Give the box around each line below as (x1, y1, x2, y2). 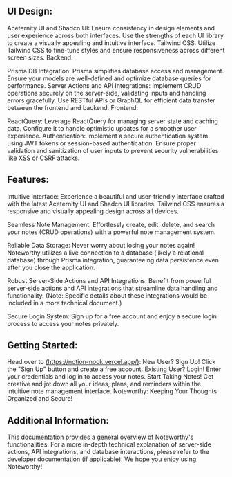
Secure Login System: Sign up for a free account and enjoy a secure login (7, 312, 217, 321)
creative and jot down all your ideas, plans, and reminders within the (7, 380, 202, 388)
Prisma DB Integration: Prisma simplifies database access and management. (7, 66, 224, 75)
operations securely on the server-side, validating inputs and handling (7, 89, 206, 97)
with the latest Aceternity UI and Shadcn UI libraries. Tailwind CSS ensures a (7, 199, 225, 208)
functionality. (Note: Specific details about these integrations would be (7, 291, 208, 300)
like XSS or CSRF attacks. (7, 154, 80, 162)
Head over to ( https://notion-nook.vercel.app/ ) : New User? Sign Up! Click (7, 358, 216, 366)
